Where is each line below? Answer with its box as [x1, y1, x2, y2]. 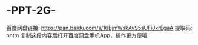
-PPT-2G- [6, 4, 56, 17]
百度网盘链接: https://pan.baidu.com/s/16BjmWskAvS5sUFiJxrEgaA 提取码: [6, 24, 193, 31]
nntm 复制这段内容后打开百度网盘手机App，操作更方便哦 [6, 31, 148, 39]
